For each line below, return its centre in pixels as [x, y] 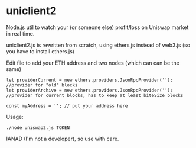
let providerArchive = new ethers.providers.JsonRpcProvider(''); [89, 90]
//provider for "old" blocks [42, 85]
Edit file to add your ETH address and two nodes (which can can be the [93, 63]
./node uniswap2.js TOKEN [38, 128]
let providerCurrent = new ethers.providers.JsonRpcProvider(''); [89, 80]
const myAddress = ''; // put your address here [67, 106]
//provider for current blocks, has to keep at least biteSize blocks [95, 95]
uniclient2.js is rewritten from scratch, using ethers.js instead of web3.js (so [98, 45]
